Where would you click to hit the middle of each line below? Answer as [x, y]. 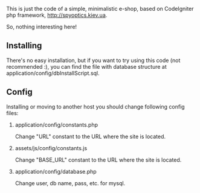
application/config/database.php [56, 171]
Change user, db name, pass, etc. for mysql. [70, 183]
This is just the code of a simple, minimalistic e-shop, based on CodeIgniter [100, 9]
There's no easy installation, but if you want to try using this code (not [93, 60]
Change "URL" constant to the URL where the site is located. [90, 136]
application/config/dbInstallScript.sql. [53, 73]
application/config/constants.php [56, 125]
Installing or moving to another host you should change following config [96, 106]
